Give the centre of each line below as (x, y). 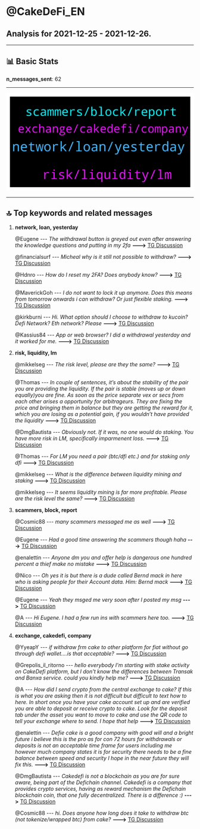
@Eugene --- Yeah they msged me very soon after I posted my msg (98, 600)
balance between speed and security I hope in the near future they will (102, 758)
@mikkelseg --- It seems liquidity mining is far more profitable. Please (101, 492)
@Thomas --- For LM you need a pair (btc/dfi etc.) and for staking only (102, 457)
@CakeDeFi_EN (46, 12)
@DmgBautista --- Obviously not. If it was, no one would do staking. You (104, 432)
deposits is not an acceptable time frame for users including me (93, 745)
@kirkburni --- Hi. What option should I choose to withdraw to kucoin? (101, 317)
